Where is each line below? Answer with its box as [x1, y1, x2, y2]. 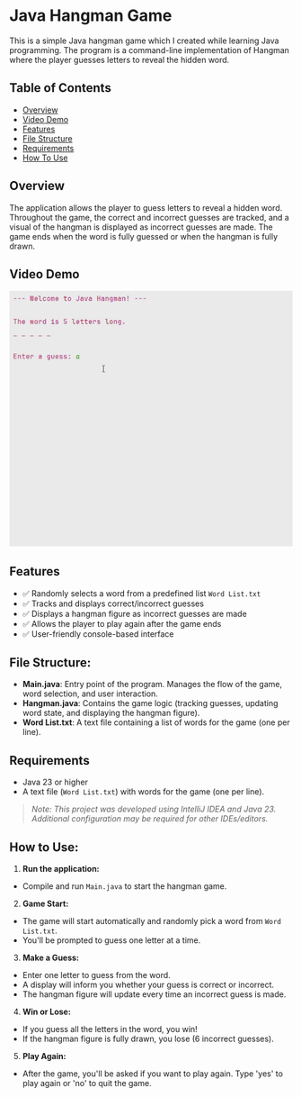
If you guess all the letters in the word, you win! [22, 1024, 198, 1035]
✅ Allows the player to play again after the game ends [22, 618, 222, 629]
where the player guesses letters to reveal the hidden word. [9, 54, 230, 65]
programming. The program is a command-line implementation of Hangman [9, 44, 290, 55]
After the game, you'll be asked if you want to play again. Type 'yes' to [22, 1068, 283, 1079]
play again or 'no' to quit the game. [22, 1078, 152, 1089]
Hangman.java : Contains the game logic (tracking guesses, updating [22, 698, 279, 709]
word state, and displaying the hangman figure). [22, 708, 200, 719]
